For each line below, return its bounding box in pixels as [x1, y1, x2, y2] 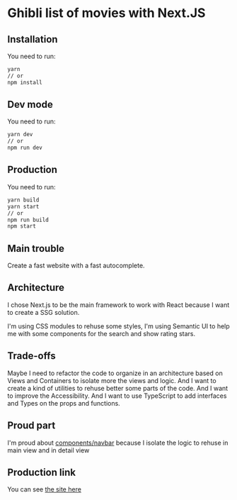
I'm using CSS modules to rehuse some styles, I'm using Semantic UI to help [7, 321, 230, 330]
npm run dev [7, 144, 42, 152]
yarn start [7, 203, 40, 210]
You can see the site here [7, 485, 81, 494]
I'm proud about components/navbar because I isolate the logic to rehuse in [7, 438, 229, 447]
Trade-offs [7, 350, 56, 362]
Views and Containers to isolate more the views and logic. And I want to [7, 376, 217, 384]
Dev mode [7, 99, 53, 111]
